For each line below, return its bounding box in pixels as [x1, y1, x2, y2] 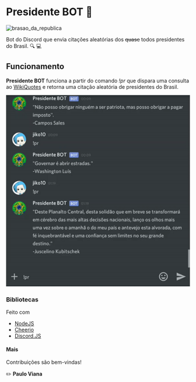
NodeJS [14, 320, 34, 327]
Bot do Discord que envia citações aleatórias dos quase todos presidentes [6, 36, 185, 43]
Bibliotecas [6, 295, 39, 303]
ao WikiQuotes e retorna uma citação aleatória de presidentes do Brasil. [6, 83, 179, 90]
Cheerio [14, 327, 34, 334]
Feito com [6, 309, 30, 316]
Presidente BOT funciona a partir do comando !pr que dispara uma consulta [6, 77, 190, 84]
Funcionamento [6, 61, 65, 72]
